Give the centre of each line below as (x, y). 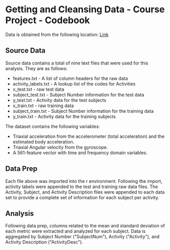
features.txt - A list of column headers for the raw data (70, 78)
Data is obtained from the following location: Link (57, 34)
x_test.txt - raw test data (38, 89)
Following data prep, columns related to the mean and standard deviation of (85, 226)
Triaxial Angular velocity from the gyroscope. (60, 147)
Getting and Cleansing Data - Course (85, 9)
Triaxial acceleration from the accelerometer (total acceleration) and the (89, 136)
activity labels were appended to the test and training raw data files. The (82, 186)
